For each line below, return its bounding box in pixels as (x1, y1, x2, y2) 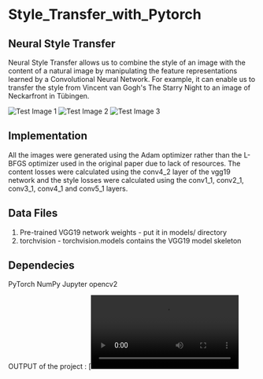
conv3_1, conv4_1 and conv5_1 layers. (8, 184, 128, 193)
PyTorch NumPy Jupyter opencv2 (8, 280, 118, 289)
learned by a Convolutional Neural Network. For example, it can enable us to (8, 75, 256, 84)
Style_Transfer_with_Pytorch (8, 6, 202, 24)
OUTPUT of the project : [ (8, 362, 92, 371)
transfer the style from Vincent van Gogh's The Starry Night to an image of (8, 83, 250, 92)
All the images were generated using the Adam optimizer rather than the (8, 150, 243, 159)
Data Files (8, 206, 58, 220)
